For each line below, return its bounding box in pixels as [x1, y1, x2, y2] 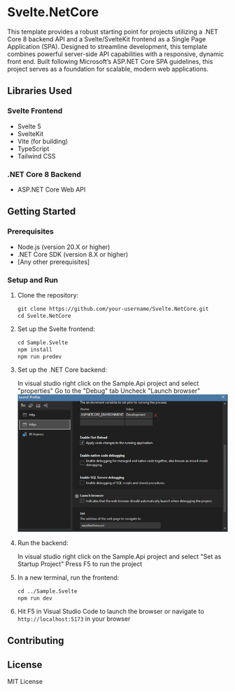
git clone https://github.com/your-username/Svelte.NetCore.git [17, 305, 209, 312]
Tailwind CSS [17, 152, 56, 160]
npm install [17, 346, 52, 353]
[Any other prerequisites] [17, 257, 90, 266]
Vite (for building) [17, 137, 69, 145]
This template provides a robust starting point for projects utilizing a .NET [7, 27, 219, 36]
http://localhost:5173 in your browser [17, 615, 131, 623]
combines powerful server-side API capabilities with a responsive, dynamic [7, 50, 225, 58]
